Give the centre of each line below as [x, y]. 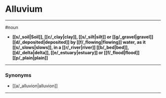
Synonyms [18, 75]
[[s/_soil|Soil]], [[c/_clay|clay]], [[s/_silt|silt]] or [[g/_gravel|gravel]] [83, 37]
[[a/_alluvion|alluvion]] [35, 86]
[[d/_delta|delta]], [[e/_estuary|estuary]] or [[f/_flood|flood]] [76, 52]
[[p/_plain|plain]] [30, 58]
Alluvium [24, 9]
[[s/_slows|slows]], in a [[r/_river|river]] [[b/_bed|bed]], [71, 47]
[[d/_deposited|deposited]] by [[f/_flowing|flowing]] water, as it [79, 42]
